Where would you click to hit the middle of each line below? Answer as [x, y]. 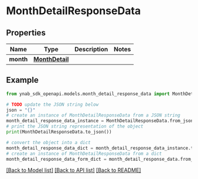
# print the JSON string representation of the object [75, 126]
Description [91, 49]
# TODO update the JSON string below [52, 105]
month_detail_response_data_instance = [55, 121]
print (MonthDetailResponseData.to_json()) [59, 132]
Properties [26, 33]
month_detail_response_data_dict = [50, 148]
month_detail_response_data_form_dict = [57, 159]
